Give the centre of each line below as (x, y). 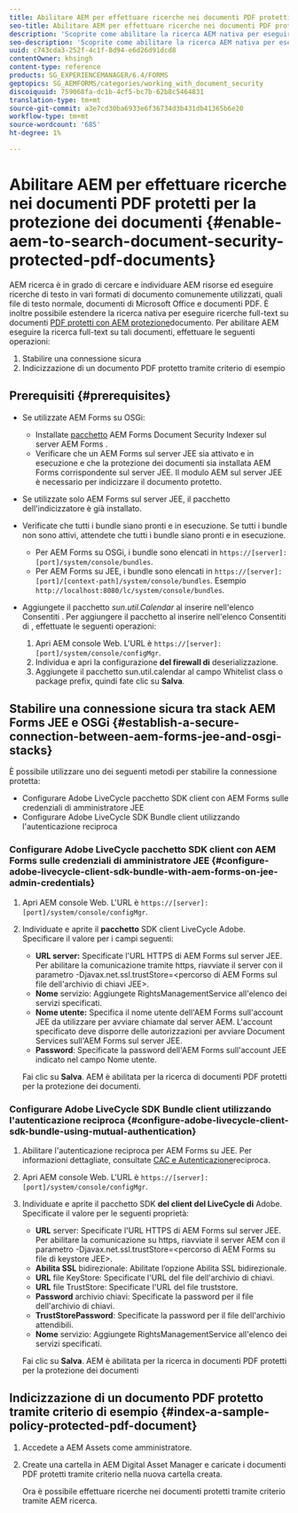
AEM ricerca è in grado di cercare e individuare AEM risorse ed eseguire (141, 284)
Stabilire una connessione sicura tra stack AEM (143, 709)
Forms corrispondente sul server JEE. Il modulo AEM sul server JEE (159, 472)
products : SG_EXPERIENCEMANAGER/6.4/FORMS (89, 75)
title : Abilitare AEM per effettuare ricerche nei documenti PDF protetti (150, 17)
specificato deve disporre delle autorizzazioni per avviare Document (160, 1031)
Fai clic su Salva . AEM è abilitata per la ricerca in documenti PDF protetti (154, 1361)
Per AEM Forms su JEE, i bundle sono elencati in (124, 571)
